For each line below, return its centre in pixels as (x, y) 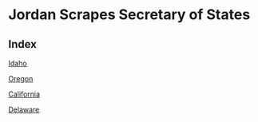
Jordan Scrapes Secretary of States (129, 15)
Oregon (21, 79)
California (24, 94)
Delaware (24, 110)
